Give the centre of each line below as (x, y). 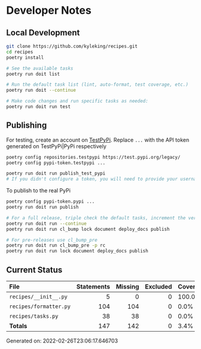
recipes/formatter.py (40, 306)
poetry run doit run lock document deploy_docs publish (77, 251)
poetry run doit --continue (41, 91)
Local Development (43, 33)
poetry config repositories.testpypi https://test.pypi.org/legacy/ (93, 157)
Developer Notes (49, 10)
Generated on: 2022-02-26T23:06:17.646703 (62, 341)
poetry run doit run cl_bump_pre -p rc (56, 246)
